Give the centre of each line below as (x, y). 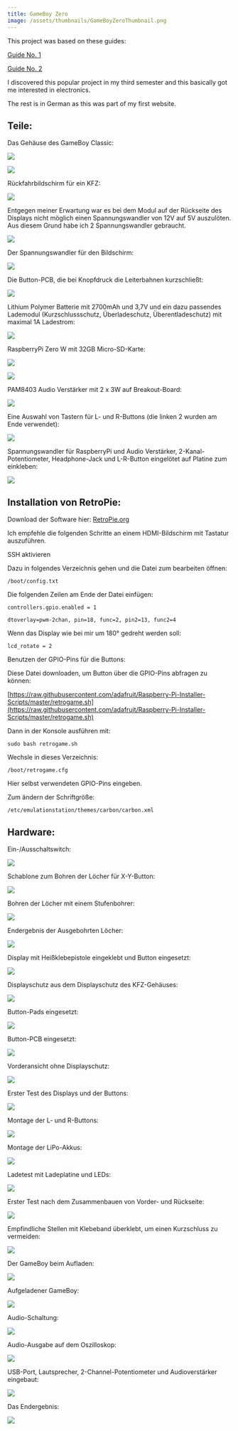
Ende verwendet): (33, 425)
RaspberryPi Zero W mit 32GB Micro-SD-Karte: (76, 349)
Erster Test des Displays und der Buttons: (68, 1093)
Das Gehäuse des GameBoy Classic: (61, 143)
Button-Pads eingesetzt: (43, 1011)
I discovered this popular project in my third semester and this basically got (117, 82)
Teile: (20, 126)
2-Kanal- (192, 452)
